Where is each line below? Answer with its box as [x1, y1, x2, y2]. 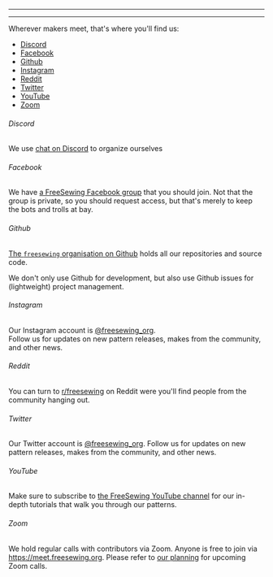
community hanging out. [8, 395, 90, 405]
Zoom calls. [8, 561, 47, 570]
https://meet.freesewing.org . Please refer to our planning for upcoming [8, 552, 246, 562]
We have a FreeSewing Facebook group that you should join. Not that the [8, 188, 253, 197]
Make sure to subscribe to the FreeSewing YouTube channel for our [8, 491, 234, 501]
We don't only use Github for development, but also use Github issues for [8, 273, 254, 283]
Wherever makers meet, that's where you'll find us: [8, 24, 180, 33]
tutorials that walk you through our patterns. [29, 500, 177, 510]
